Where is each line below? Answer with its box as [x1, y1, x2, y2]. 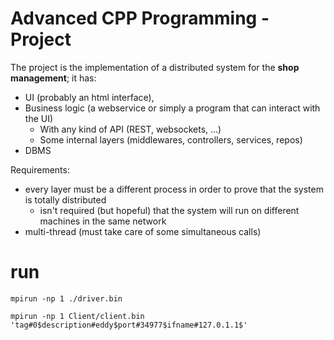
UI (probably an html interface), [24, 91, 155, 103]
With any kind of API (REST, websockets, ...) [39, 123, 222, 135]
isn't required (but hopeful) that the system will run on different [39, 204, 300, 216]
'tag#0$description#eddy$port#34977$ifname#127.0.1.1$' [10, 320, 248, 330]
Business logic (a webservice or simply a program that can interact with [24, 102, 321, 114]
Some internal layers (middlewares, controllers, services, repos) [39, 133, 303, 146]
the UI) [24, 112, 54, 124]
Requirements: [10, 163, 70, 176]
